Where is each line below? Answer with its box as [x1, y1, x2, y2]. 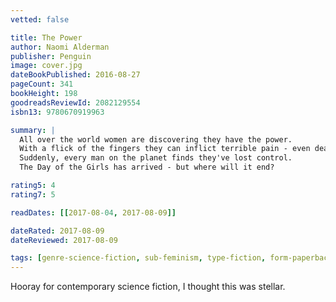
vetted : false [10, 14, 70, 25]
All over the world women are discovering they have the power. [19, 134, 293, 145]
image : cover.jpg [10, 61, 83, 71]
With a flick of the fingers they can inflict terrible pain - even [19, 144, 311, 154]
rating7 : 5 [10, 189, 56, 200]
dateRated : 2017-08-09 [10, 226, 105, 236]
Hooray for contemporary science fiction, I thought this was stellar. [10, 281, 286, 293]
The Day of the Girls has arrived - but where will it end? [19, 162, 275, 173]
